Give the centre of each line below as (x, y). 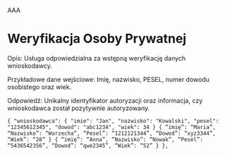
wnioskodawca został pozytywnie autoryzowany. (79, 108)
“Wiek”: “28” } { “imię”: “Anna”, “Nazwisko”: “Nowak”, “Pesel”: (105, 139)
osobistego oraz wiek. (39, 87)
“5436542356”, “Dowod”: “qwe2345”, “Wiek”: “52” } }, (88, 145)
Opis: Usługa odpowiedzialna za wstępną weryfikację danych (97, 58)
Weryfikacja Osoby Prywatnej (97, 39)
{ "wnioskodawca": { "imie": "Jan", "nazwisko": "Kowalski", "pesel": (113, 121)
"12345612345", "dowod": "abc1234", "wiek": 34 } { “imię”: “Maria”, (112, 127)
